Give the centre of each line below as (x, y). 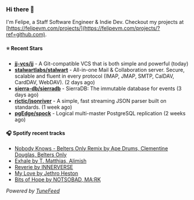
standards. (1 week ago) (43, 107)
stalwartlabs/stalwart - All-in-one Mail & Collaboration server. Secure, (99, 70)
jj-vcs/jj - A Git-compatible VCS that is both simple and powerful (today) (101, 63)
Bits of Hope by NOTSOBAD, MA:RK (57, 179)
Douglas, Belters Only (40, 154)
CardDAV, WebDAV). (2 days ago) (54, 82)
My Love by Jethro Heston (46, 173)
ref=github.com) (26, 35)
